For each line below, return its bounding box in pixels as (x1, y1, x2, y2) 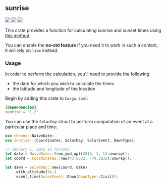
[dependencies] (5, 105, 37, 110)
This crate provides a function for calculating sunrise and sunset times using (5, 27, 162, 33)
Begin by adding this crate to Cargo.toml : (5, 95, 89, 101)
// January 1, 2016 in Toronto (5, 147, 70, 152)
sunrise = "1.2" (5, 109, 39, 114)
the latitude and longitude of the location (12, 86, 96, 92)
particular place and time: (5, 124, 57, 130)
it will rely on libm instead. (5, 47, 58, 53)
